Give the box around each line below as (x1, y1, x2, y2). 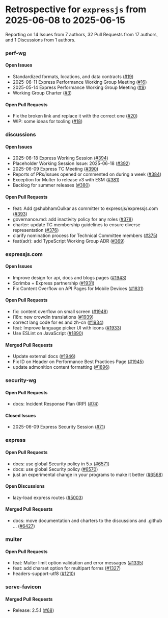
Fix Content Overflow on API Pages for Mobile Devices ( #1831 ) (12, 285, 144, 292)
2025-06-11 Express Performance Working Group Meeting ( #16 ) (12, 79, 147, 85)
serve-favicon (5, 583, 42, 590)
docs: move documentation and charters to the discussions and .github (12, 517, 162, 524)
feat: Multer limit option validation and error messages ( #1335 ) (12, 560, 144, 566)
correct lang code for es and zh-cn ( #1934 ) (12, 319, 104, 325)
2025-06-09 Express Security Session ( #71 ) (12, 424, 105, 430)
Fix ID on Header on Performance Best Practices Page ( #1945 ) (12, 359, 144, 365)
